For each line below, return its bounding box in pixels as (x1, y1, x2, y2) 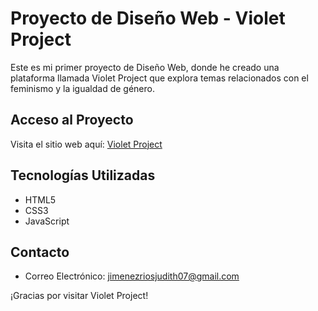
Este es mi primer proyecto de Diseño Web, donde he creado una (10, 61, 280, 73)
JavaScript (24, 215, 70, 227)
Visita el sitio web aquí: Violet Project (10, 138, 163, 150)
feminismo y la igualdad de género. (10, 82, 155, 94)
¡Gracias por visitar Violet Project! (10, 290, 149, 302)
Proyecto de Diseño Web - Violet (10, 7, 286, 30)
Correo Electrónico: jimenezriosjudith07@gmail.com (24, 270, 240, 282)
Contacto (10, 243, 70, 261)
